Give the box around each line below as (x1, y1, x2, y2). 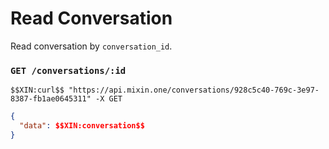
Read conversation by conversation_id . (10, 40, 173, 52)
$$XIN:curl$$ (10, 85, 65, 96)
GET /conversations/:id (10, 65, 127, 76)
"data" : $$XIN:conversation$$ (19, 121, 145, 131)
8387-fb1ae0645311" (10, 94, 92, 104)
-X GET (95, 94, 123, 104)
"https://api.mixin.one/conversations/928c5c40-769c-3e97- (68, 85, 320, 96)
